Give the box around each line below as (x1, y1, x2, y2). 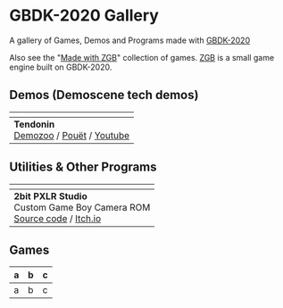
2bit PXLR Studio (13, 189, 87, 202)
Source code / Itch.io (13, 212, 102, 224)
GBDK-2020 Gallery (9, 5, 159, 26)
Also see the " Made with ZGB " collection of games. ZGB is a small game (9, 52, 275, 62)
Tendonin (13, 118, 55, 130)
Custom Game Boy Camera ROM (13, 201, 151, 213)
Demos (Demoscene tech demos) (9, 87, 199, 103)
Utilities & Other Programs (9, 160, 158, 175)
